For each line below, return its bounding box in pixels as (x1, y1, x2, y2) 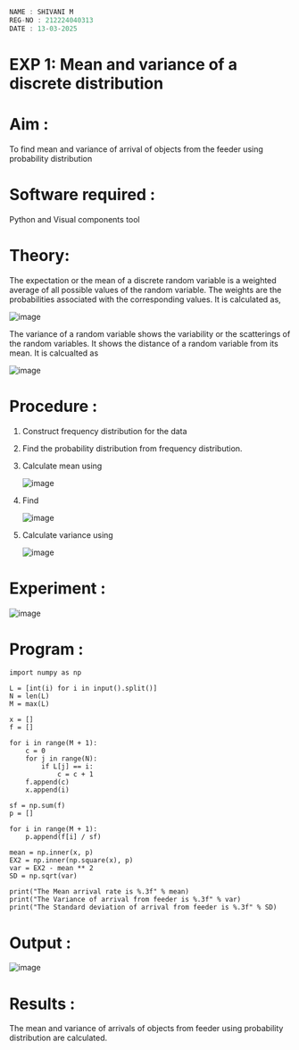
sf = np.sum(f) (9, 802, 66, 811)
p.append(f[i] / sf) (25, 833, 102, 842)
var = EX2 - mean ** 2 (9, 864, 94, 873)
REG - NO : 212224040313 (9, 15, 94, 25)
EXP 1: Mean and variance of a (9, 54, 238, 74)
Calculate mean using (21, 460, 103, 471)
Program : (9, 639, 84, 659)
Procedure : (9, 396, 98, 416)
